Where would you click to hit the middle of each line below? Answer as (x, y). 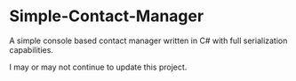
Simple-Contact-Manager (107, 16)
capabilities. (31, 49)
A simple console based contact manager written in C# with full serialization (148, 40)
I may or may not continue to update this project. (98, 67)
